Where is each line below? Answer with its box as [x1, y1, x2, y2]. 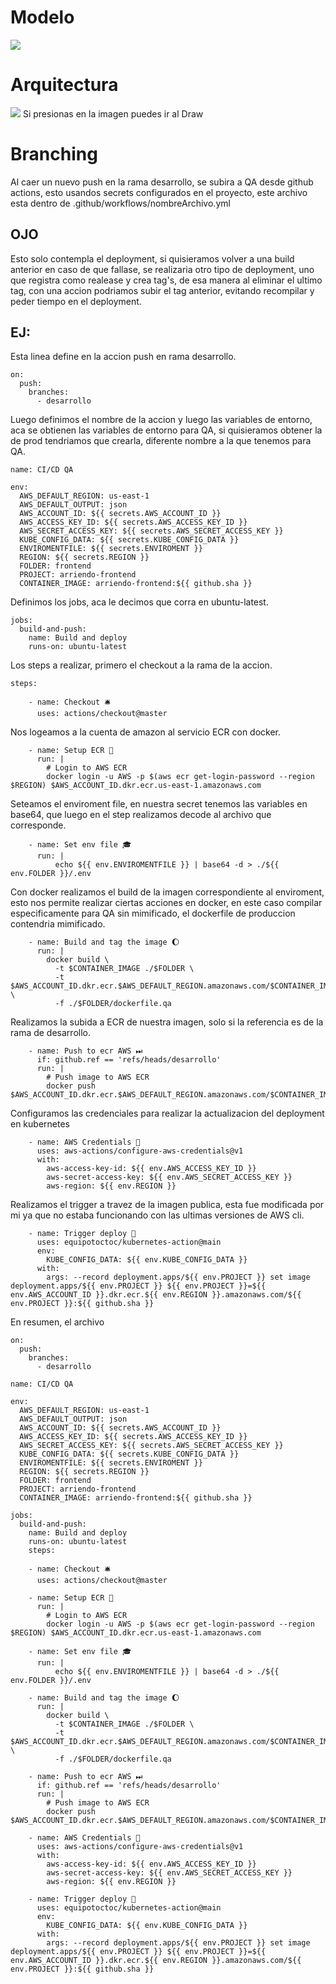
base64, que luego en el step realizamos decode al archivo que [10, 809, 272, 821]
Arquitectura [10, 74, 119, 96]
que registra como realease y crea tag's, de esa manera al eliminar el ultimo [10, 274, 323, 286]
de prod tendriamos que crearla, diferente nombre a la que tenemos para [10, 435, 312, 447]
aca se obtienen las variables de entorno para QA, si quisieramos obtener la [10, 424, 323, 436]
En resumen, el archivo [10, 1316, 105, 1328]
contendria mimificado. [10, 918, 106, 930]
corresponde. [10, 819, 67, 831]
